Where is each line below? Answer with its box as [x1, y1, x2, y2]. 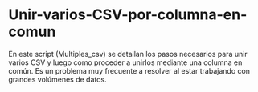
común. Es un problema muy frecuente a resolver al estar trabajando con [8, 66, 251, 75]
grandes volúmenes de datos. [8, 74, 107, 84]
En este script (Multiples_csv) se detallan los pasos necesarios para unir [8, 49, 248, 58]
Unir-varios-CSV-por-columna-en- [8, 6, 248, 24]
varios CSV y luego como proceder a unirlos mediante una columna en [8, 58, 243, 67]
